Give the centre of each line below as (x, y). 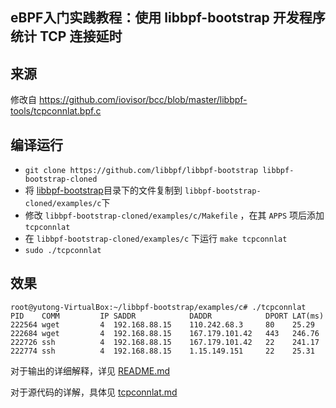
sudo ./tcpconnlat (63, 251)
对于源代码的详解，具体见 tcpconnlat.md (94, 392)
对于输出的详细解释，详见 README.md (90, 370)
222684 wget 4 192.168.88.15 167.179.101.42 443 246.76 (165, 333)
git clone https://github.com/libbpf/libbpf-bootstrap (141, 171)
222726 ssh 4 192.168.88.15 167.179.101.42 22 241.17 (165, 342)
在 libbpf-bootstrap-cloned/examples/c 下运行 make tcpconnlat (156, 239)
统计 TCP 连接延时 (66, 36)
